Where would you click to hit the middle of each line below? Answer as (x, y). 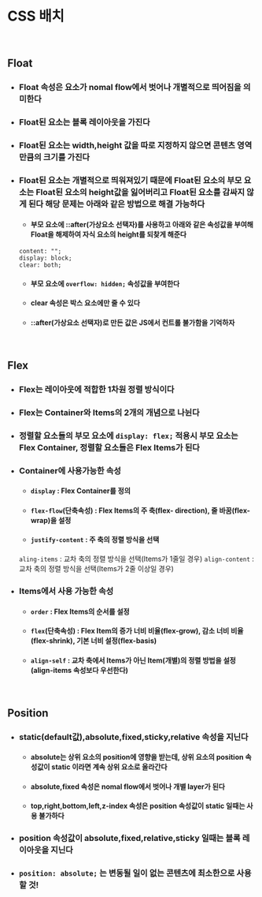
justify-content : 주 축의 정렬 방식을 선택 (95, 540)
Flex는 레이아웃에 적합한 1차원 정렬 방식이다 (96, 389)
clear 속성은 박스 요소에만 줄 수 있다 (85, 303)
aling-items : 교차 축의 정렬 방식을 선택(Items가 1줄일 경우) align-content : (137, 559)
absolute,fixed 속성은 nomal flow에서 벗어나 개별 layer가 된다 (128, 787)
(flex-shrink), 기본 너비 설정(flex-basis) (94, 641)
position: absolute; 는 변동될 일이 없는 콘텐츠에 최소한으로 (127, 873)
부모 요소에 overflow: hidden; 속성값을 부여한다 (105, 283)
